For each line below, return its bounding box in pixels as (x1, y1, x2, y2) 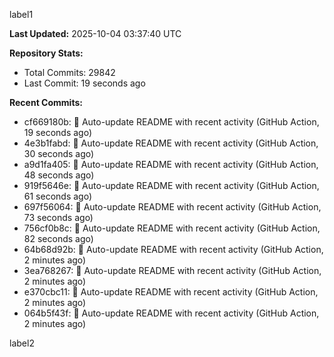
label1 (9, 9, 34, 20)
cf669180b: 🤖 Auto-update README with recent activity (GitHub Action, (23, 116, 320, 128)
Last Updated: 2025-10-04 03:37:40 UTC (9, 28, 182, 39)
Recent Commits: (9, 97, 83, 108)
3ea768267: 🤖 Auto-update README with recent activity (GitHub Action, (23, 265, 322, 276)
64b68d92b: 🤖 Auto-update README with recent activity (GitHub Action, (23, 244, 324, 255)
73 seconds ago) (23, 212, 94, 223)
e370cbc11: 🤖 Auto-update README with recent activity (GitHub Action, (23, 286, 319, 298)
